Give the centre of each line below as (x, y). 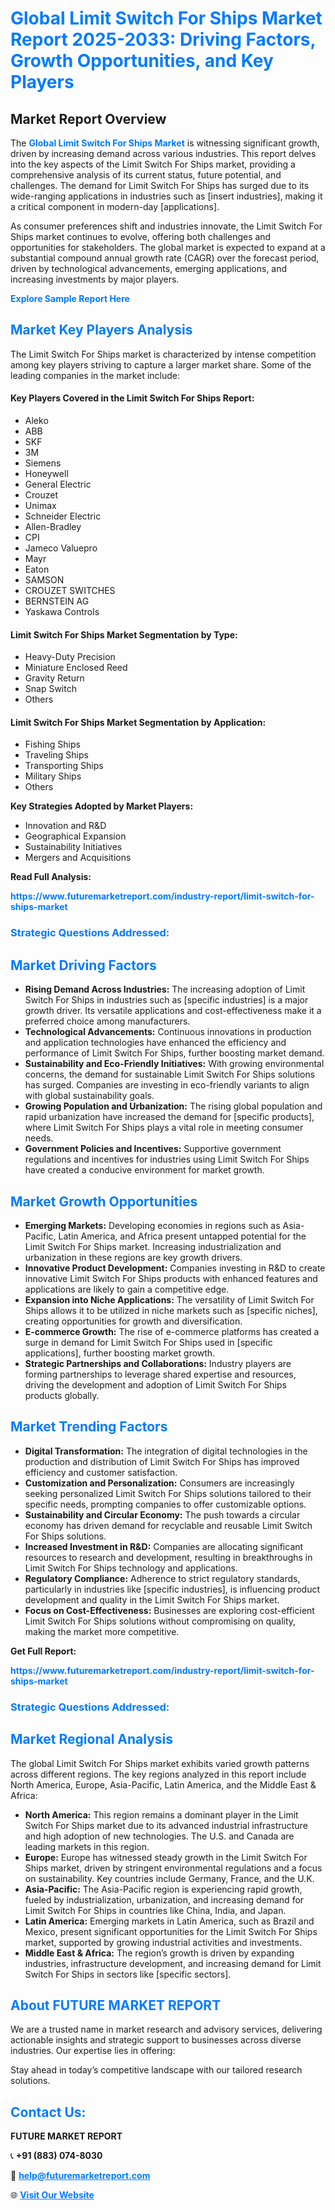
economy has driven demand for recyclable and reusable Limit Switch (168, 1525)
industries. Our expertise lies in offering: (93, 2051)
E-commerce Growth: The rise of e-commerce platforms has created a (172, 1331)
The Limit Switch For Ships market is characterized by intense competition (163, 354)
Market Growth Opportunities (104, 1201)
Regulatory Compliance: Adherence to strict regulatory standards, (162, 1578)
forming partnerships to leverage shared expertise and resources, (160, 1374)
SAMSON (44, 580)
